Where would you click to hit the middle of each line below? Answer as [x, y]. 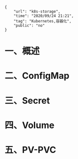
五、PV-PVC [31, 150]
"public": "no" [29, 25]
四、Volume [30, 125]
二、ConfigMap [37, 76]
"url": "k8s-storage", [37, 11]
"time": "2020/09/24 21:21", [44, 16]
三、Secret [27, 100]
